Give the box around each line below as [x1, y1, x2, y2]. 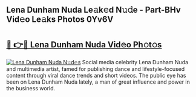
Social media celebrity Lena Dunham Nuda [82, 59, 189, 65]
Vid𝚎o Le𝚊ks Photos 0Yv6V [6, 15, 114, 25]
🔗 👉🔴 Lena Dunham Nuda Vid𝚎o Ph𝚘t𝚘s [6, 39, 162, 50]
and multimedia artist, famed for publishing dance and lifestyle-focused [6, 65, 185, 72]
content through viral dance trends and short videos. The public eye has [6, 72, 186, 79]
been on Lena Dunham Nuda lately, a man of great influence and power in [6, 78, 191, 85]
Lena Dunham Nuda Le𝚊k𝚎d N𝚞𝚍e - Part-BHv [6, 5, 181, 15]
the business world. [6, 85, 56, 92]
